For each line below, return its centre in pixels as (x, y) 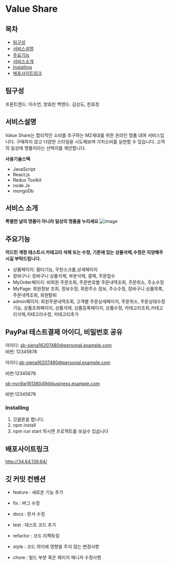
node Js (21, 185)
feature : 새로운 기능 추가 (38, 492)
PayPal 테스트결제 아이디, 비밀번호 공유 (64, 332)
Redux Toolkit (27, 180)
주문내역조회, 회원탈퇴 (35, 295)
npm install (24, 425)
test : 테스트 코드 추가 (34, 525)
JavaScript (24, 169)
